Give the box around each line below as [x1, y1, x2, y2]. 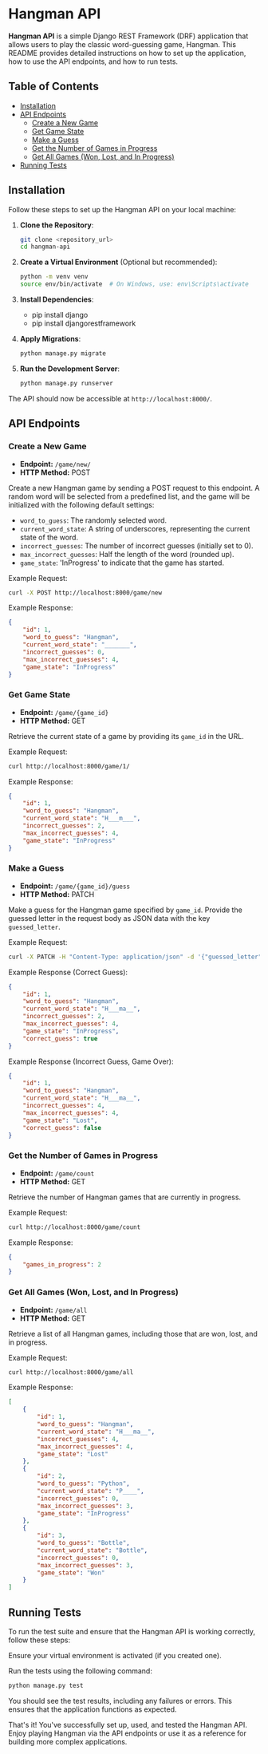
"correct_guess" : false [22, 1124, 102, 1132]
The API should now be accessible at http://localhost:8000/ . [8, 393, 213, 403]
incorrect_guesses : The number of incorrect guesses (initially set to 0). [19, 540, 254, 551]
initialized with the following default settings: [8, 500, 155, 509]
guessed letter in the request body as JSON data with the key [8, 913, 211, 922]
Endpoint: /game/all [19, 1305, 88, 1314]
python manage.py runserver [19, 379, 113, 387]
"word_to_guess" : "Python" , [37, 1479, 130, 1488]
